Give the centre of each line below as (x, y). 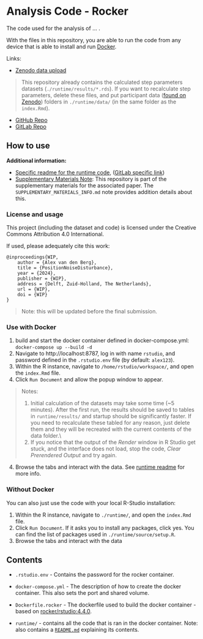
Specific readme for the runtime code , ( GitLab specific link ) (90, 172)
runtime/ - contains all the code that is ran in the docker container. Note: (106, 623)
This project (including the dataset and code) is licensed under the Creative (102, 228)
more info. (28, 474)
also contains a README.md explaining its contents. (77, 630)
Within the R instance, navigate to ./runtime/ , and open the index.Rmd (103, 515)
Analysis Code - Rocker (67, 11)
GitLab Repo (31, 126)
